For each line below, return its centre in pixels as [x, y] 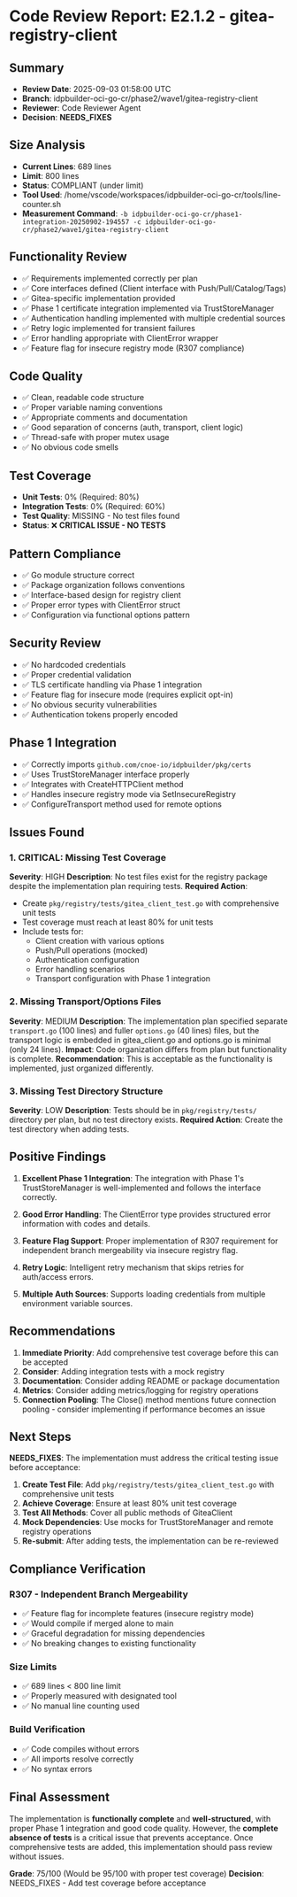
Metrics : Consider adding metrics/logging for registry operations [140, 1390]
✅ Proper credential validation [76, 674]
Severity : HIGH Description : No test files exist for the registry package [138, 877]
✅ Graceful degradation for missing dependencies [114, 1634]
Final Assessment [60, 1797]
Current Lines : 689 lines [67, 166]
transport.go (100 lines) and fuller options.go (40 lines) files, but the [134, 1030]
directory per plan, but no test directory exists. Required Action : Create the [146, 1119]
